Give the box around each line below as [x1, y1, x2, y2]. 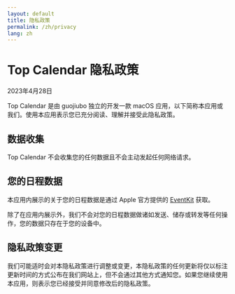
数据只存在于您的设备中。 [31, 219, 106, 227]
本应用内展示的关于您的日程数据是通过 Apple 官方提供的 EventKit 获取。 [7, 195, 215, 203]
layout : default [7, 10, 55, 18]
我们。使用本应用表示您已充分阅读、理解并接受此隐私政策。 [7, 110, 179, 119]
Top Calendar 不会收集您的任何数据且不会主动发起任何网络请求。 [7, 153, 195, 161]
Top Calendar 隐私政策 [7, 62, 139, 78]
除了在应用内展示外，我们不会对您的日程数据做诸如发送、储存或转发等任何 [7, 210, 222, 218]
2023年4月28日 [7, 87, 52, 95]
